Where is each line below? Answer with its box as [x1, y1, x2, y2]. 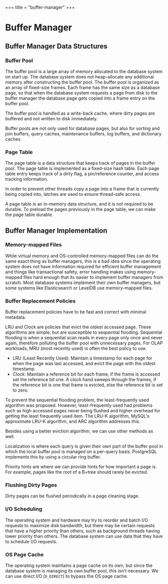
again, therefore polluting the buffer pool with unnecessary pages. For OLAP [5, 340, 163, 346]
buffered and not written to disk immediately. [5, 115, 98, 121]
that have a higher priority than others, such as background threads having [5, 528, 160, 534]
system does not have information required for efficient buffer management [5, 263, 161, 269]
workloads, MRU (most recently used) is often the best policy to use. [5, 345, 147, 351]
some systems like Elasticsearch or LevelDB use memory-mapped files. [5, 284, 153, 291]
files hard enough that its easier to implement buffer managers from [23, 274, 163, 280]
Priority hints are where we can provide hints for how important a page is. [5, 464, 157, 470]
